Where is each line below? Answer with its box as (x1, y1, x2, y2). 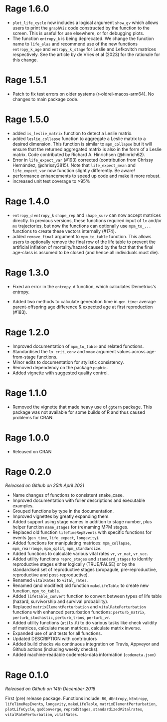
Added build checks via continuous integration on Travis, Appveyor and (12, 641, 160, 647)
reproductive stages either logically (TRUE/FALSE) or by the (12, 561, 136, 567)
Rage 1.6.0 (5, 3, 49, 15)
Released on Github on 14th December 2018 (5, 686, 96, 692)
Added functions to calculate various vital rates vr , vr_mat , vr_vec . (12, 551, 149, 557)
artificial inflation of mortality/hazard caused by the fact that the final (12, 244, 154, 250)
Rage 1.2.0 (5, 326, 50, 338)
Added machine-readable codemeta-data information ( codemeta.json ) (12, 651, 156, 658)
